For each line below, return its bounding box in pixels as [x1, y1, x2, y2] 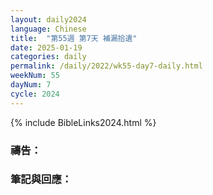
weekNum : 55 [10, 71, 60, 81]
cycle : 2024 [10, 89, 60, 99]
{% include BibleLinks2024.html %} [10, 116, 157, 128]
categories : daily [10, 52, 87, 62]
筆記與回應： [10, 172, 73, 186]
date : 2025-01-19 [10, 42, 83, 53]
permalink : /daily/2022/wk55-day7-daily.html [10, 61, 203, 71]
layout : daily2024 [10, 14, 87, 25]
